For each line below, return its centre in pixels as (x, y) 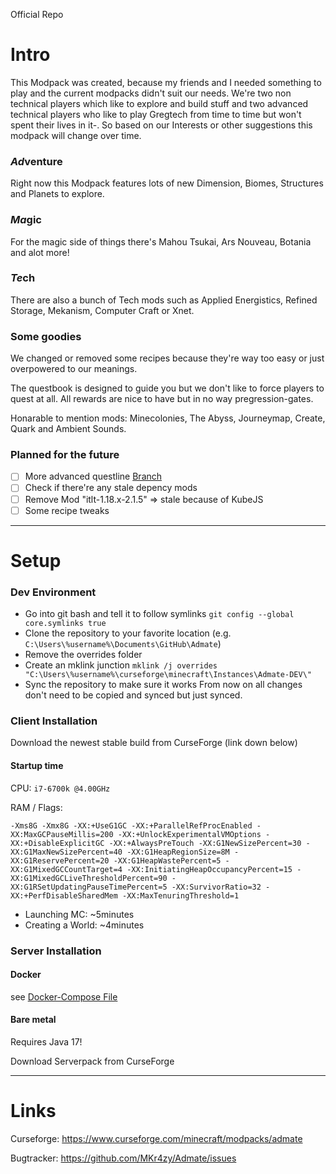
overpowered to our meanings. (74, 369)
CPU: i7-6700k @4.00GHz (60, 788)
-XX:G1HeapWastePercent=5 (167, 860)
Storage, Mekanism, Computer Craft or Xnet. (102, 310)
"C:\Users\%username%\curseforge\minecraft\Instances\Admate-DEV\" (168, 675)
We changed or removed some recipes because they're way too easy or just (167, 358)
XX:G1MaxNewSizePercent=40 (66, 852)
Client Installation (54, 721)
